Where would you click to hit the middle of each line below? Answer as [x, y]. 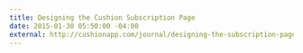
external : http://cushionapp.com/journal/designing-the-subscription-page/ [155, 34]
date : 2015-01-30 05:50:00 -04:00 [74, 26]
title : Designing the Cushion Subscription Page [102, 18]
